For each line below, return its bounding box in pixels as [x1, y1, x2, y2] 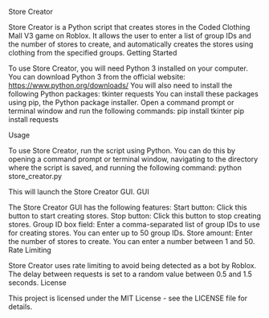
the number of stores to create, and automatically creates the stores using [8, 39, 254, 49]
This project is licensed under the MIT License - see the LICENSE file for [8, 293, 247, 303]
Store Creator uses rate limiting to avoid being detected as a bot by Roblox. [8, 261, 257, 270]
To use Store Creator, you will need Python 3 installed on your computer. [8, 63, 249, 73]
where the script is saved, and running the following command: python [8, 163, 243, 172]
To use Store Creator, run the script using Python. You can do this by [8, 146, 235, 155]
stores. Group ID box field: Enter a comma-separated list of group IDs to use [8, 220, 260, 229]
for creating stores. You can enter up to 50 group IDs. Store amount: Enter [8, 228, 253, 238]
